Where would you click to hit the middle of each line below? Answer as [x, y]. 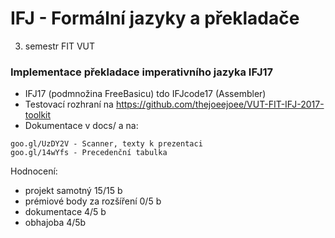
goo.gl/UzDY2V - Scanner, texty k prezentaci [106, 144]
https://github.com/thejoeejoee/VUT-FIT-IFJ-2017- [220, 104]
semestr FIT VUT [60, 46]
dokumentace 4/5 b [65, 212]
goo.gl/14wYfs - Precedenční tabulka [89, 153]
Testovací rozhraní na [69, 104]
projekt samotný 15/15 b [73, 191]
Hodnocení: [34, 171]
